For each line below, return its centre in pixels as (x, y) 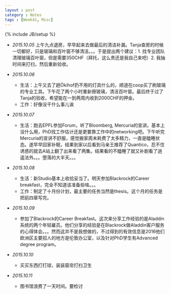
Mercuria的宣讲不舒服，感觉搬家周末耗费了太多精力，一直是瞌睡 (88, 138)
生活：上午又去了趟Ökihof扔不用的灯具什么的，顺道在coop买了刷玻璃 (93, 85)
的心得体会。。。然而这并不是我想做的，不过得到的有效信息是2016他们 (92, 232)
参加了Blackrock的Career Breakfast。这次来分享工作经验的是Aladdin (92, 219)
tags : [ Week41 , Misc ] (29, 20)
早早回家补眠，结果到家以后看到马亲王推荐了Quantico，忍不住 (99, 145)
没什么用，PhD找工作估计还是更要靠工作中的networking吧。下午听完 (92, 132)
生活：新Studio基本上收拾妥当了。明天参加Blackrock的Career (84, 179)
